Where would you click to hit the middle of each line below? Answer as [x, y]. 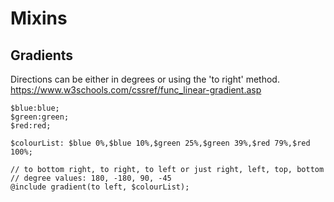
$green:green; [40, 117]
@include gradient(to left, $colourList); [100, 187]
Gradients [42, 55]
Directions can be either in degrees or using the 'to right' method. [145, 79]
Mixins [39, 18]
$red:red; [31, 126]
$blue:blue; [35, 108]
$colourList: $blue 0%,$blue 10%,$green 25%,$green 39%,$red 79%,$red [160, 143]
